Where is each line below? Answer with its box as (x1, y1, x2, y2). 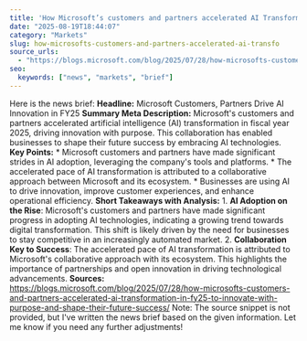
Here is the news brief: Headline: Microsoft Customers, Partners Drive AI (9, 98, 285, 109)
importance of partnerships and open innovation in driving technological (9, 262, 281, 274)
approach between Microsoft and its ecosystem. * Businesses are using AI (9, 176, 291, 186)
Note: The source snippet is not (172, 302, 291, 313)
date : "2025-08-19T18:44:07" (9, 22, 121, 31)
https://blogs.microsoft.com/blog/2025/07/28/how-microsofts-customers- (9, 282, 291, 293)
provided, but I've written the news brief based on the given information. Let (9, 312, 297, 323)
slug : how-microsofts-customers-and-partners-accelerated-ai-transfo (9, 38, 281, 48)
